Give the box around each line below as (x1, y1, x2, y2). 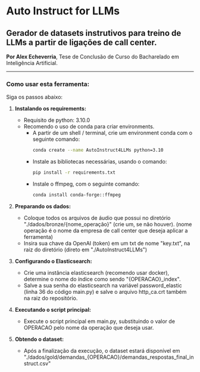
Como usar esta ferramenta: (6, 79, 90, 88)
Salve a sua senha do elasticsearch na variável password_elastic (23, 282, 183, 289)
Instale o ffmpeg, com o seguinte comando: (32, 180, 140, 187)
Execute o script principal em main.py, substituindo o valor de (23, 318, 176, 325)
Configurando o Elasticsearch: (14, 257, 92, 265)
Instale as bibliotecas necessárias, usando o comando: (32, 158, 167, 165)
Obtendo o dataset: (14, 336, 64, 343)
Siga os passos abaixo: (6, 94, 63, 101)
